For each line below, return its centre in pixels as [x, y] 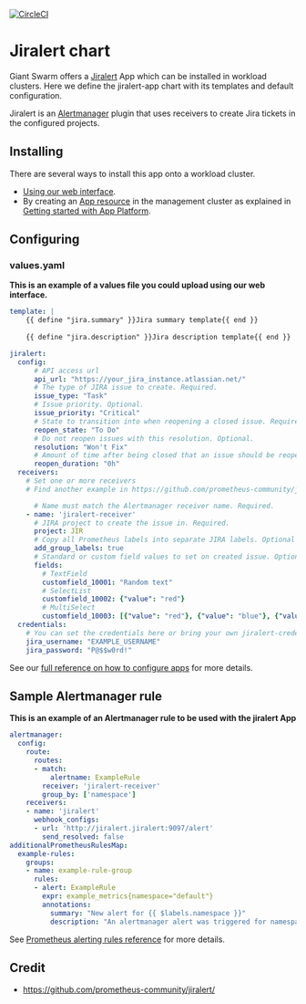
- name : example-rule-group [79, 871]
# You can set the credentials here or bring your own [132, 633]
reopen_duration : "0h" [76, 464]
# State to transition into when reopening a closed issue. [150, 421]
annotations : [67, 905]
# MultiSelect [69, 608]
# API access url [66, 371]
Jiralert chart [60, 51]
